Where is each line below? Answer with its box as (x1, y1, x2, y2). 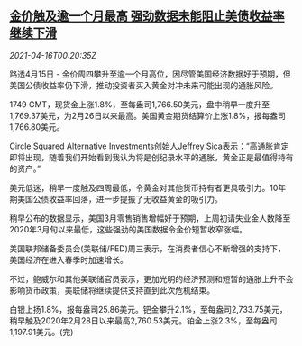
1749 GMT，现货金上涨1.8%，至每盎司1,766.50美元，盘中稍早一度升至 (9, 98, 270, 110)
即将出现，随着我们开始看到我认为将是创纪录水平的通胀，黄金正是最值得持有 (9, 151, 294, 162)
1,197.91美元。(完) (9, 326, 74, 337)
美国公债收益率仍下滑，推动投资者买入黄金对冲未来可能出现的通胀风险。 (9, 79, 278, 90)
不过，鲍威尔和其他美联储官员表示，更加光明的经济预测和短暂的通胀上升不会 (9, 273, 294, 284)
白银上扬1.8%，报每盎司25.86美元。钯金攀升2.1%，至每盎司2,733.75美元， (9, 304, 288, 314)
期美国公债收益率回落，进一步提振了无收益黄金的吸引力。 (9, 193, 223, 205)
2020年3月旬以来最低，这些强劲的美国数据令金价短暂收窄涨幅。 (9, 223, 248, 234)
